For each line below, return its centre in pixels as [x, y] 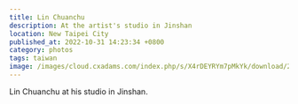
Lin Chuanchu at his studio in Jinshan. [78, 91]
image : [21, 67]
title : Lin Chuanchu [47, 17]
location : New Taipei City [59, 33]
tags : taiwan [33, 58]
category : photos [41, 50]
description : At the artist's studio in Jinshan [101, 26]
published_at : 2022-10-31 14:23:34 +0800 [87, 42]
